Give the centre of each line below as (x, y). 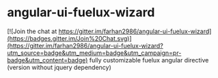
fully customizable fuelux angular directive (149, 60)
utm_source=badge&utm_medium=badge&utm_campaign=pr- (94, 53)
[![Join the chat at (32, 31)
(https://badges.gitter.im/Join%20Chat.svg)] (69, 38)
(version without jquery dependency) (59, 67)
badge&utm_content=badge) (47, 60)
